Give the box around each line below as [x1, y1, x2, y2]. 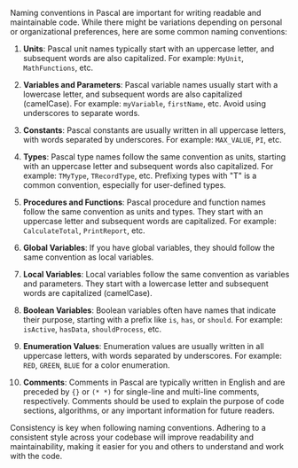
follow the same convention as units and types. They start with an [22, 207, 263, 216]
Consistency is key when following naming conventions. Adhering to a [10, 423, 267, 433]
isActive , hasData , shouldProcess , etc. [22, 324, 162, 334]
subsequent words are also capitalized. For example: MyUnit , [22, 53, 245, 63]
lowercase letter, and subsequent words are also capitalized [22, 89, 243, 99]
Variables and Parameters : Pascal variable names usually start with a [22, 80, 278, 90]
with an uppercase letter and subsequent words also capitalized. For [22, 161, 274, 171]
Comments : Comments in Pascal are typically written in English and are [22, 377, 286, 387]
